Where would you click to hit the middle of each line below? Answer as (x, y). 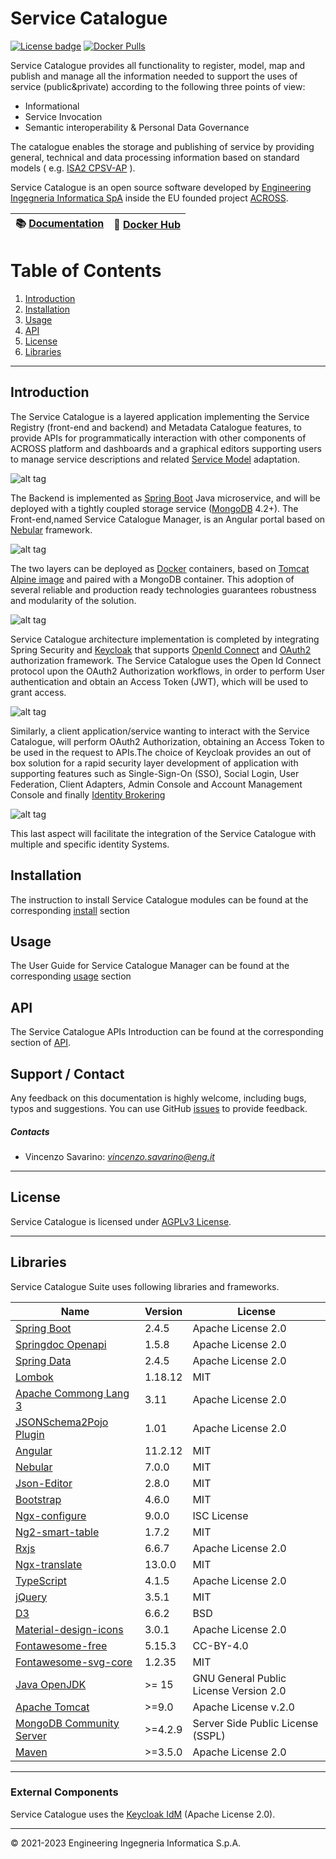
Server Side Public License (255, 1723)
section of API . (41, 1043)
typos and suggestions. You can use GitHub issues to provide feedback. (159, 1108)
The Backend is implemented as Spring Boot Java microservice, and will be (165, 498)
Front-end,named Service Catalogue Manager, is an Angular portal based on (168, 519)
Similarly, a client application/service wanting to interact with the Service (160, 731)
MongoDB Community (67, 1723)
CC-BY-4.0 (220, 1645)
